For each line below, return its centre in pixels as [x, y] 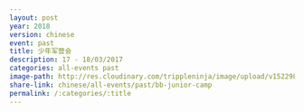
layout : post [34, 18]
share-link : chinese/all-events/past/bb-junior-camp [111, 85]
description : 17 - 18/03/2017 [66, 60]
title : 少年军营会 [41, 51]
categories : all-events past [64, 69]
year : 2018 [30, 26]
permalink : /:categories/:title [70, 93]
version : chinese [42, 34]
